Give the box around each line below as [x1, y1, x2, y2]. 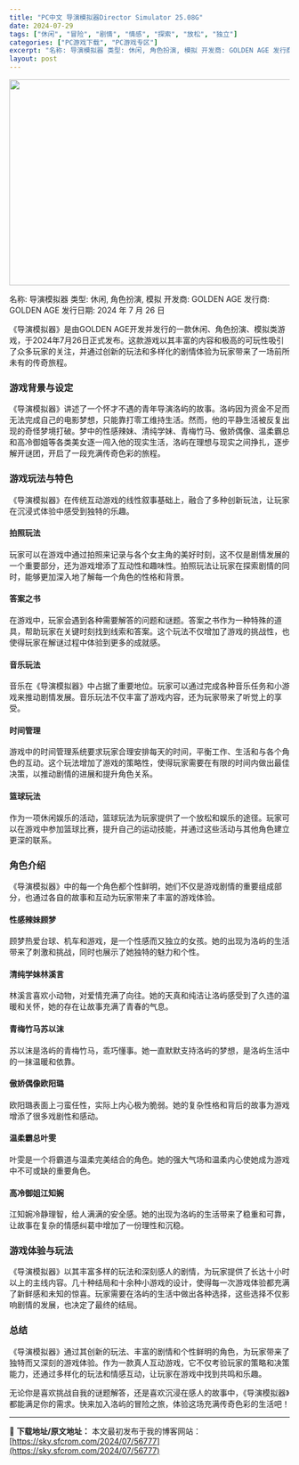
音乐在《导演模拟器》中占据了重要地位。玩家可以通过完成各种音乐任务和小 [9, 680, 282, 691]
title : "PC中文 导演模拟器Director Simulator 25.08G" [9, 12, 204, 22]
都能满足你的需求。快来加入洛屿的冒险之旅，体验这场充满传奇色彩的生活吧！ [9, 1398, 290, 1409]
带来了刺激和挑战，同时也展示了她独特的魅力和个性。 [9, 947, 205, 957]
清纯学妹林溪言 [9, 968, 64, 980]
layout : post [9, 54, 58, 63]
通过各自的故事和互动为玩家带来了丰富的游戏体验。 [32, 891, 220, 902]
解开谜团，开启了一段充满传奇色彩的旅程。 [9, 448, 166, 459]
